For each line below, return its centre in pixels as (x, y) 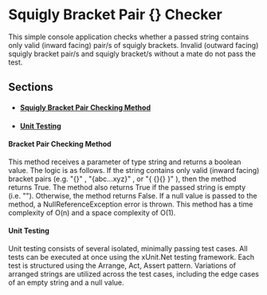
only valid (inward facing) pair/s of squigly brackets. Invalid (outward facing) (133, 45)
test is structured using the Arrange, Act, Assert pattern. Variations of (122, 265)
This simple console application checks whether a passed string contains (129, 37)
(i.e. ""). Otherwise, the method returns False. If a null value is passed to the (133, 195)
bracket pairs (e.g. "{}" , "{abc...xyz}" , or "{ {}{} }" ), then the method (122, 179)
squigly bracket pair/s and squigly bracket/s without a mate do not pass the (132, 53)
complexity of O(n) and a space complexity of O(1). (92, 212)
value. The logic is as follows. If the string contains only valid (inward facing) (134, 170)
